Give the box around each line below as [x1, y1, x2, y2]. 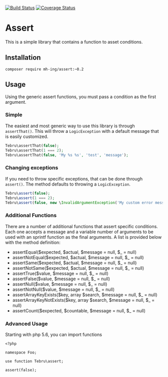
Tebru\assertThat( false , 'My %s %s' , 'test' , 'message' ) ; [5, 152, 128, 157]
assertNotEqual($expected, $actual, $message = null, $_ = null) [12, 254, 144, 260]
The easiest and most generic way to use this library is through [5, 123, 135, 129]
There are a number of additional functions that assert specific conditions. [5, 223, 158, 229]
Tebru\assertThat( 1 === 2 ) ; [5, 148, 64, 153]
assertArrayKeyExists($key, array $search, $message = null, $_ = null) [12, 291, 157, 298]
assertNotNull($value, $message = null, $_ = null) [12, 286, 115, 292]
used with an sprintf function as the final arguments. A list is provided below [5, 234, 162, 240]
